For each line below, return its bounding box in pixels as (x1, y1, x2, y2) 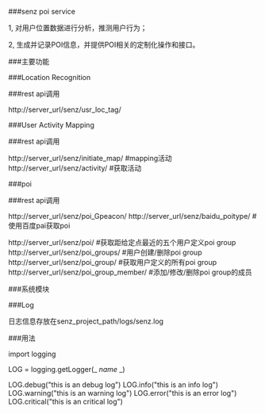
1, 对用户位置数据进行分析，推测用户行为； (8, 23, 148, 33)
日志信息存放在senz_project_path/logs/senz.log (8, 316, 164, 326)
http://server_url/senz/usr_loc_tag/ (8, 105, 121, 114)
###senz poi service (8, 7, 75, 16)
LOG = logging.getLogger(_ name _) (8, 365, 125, 374)
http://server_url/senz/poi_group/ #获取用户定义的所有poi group (8, 258, 217, 266)
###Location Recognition (8, 73, 91, 82)
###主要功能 (8, 57, 50, 66)
